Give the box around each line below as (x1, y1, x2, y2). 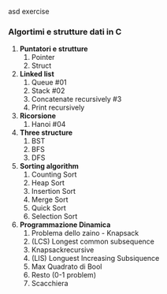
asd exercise (8, 7, 50, 16)
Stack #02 (31, 86, 65, 95)
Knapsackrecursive (31, 245, 95, 255)
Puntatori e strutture (19, 44, 88, 54)
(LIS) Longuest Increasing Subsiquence (31, 254, 160, 263)
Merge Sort (31, 195, 69, 204)
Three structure (19, 128, 73, 137)
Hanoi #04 (31, 120, 66, 129)
